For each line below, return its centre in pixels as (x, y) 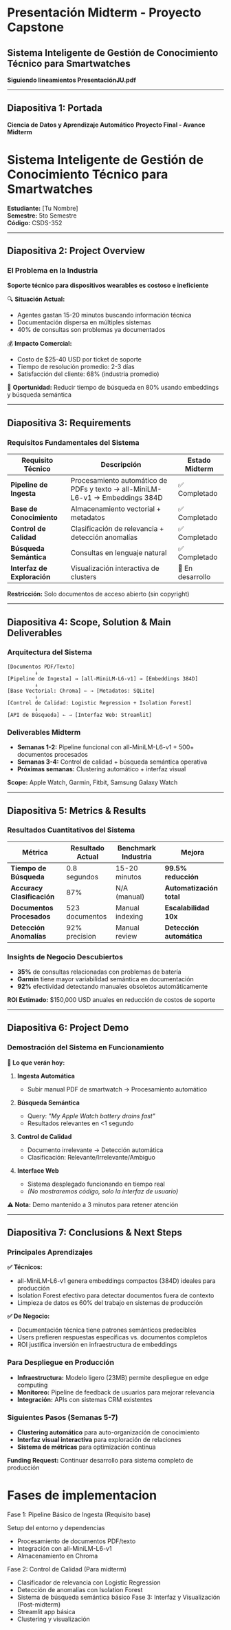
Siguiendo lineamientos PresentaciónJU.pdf (71, 80)
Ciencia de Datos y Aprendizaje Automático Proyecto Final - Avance (106, 125)
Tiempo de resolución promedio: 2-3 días (76, 367)
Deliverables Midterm (44, 732)
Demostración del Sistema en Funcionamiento (86, 1047)
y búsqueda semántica (40, 395)
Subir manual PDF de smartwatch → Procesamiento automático (117, 1089)
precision (81, 936)
